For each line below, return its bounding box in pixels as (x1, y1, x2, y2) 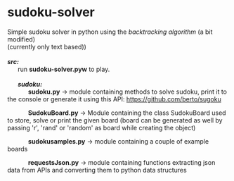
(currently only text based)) (7, 42, 86, 51)
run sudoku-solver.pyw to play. (17, 65, 110, 73)
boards (7, 144, 28, 153)
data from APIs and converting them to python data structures (7, 166, 188, 174)
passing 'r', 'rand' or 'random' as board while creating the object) (7, 123, 196, 132)
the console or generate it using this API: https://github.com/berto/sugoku (7, 94, 221, 103)
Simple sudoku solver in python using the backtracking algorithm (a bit (7, 27, 213, 36)
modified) (7, 35, 36, 43)
